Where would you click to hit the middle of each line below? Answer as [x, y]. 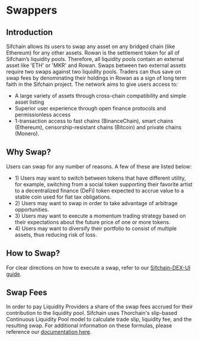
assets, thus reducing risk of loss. [56, 234]
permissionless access [43, 114]
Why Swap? [29, 152]
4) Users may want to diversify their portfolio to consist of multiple [96, 228]
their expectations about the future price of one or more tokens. [92, 222]
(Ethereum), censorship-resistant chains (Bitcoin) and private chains [98, 127]
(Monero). [27, 133]
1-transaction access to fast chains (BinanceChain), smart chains [94, 121]
